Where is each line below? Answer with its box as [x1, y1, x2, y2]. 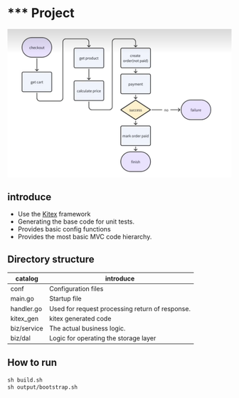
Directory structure [7, 253, 95, 265]
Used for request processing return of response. [49, 304, 191, 313]
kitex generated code [49, 314, 112, 323]
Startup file [49, 294, 82, 303]
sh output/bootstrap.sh [7, 383, 78, 391]
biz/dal [10, 334, 31, 342]
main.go [10, 294, 34, 303]
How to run [7, 357, 58, 369]
